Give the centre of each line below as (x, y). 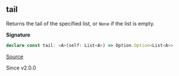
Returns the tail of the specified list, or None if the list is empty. (80, 23)
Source (15, 56)
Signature (18, 35)
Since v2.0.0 (21, 68)
